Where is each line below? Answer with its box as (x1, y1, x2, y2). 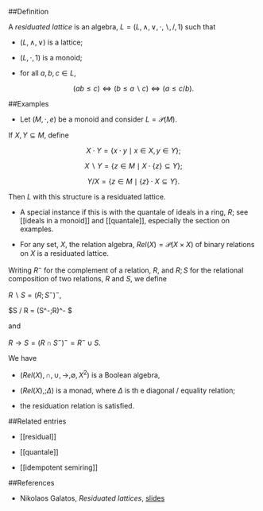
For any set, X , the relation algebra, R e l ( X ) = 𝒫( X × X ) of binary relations (19, 240, 255, 249)
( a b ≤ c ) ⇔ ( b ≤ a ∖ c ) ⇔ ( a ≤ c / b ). (72, 83, 195, 93)
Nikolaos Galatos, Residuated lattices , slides (19, 493, 165, 503)
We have (8, 353, 37, 362)
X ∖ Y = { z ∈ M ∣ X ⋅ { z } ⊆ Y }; (84, 161, 183, 170)
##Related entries (8, 416, 67, 426)
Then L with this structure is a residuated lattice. (8, 192, 166, 201)
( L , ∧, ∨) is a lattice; (19, 37, 83, 47)
